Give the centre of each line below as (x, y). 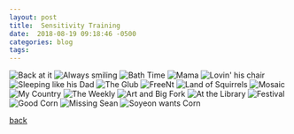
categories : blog (41, 42)
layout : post (33, 17)
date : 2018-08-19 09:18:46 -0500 (73, 33)
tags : (19, 50)
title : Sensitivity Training (65, 26)
